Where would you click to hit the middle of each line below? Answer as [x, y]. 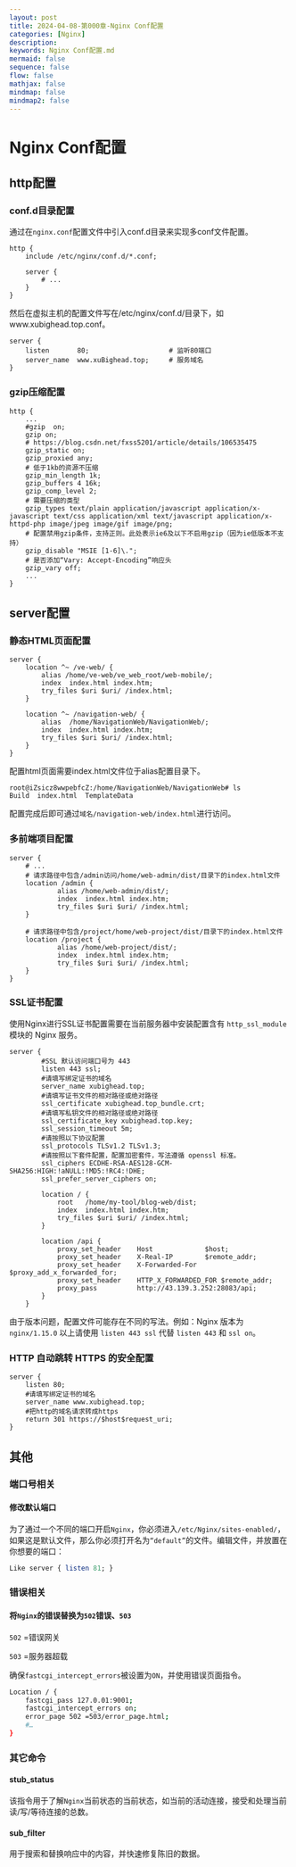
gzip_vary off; [53, 568]
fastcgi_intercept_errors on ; [82, 1709]
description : [33, 42]
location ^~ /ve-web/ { [70, 668]
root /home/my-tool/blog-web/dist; [127, 1202]
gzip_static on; [56, 450]
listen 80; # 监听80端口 [119, 351]
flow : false [31, 76]
